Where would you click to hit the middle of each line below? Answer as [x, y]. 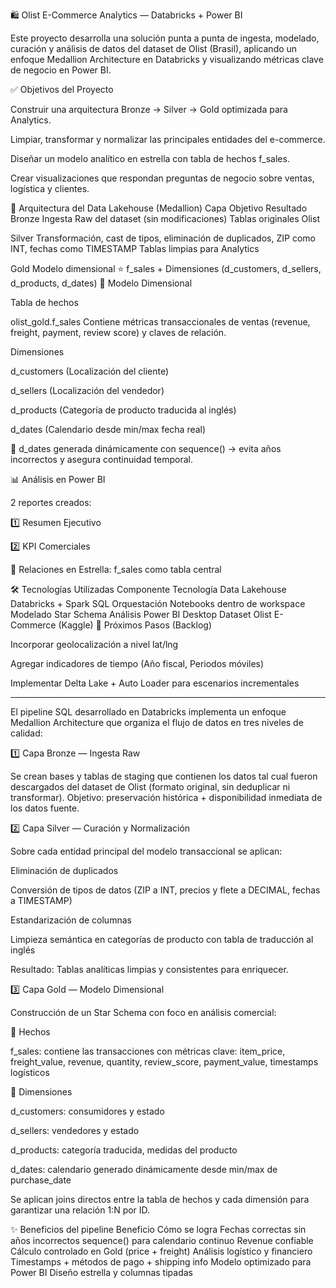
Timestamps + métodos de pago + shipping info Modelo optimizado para [161, 1262]
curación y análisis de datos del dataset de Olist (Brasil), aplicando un [154, 48]
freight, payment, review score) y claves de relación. [118, 332]
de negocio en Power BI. [61, 70]
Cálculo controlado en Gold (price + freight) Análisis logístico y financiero [161, 1251]
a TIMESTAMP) [41, 900]
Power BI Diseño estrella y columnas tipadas [101, 1272]
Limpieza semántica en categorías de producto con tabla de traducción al [162, 939]
